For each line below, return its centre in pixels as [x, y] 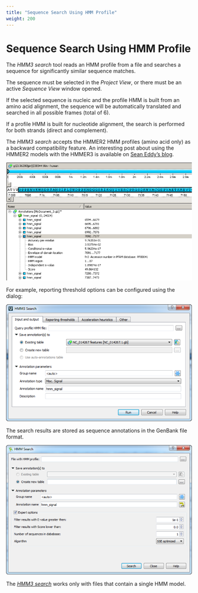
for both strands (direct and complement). [57, 130]
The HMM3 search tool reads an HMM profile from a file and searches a [93, 65]
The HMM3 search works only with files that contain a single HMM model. [96, 584]
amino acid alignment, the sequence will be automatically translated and [94, 107]
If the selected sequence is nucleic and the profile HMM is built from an [93, 100]
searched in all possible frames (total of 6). [58, 113]
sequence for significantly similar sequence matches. [71, 71]
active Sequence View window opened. [54, 89]
